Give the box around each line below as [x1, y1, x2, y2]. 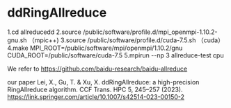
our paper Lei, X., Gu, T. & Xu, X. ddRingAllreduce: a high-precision [7, 78, 200, 86]
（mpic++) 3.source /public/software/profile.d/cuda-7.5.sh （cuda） [28, 36, 225, 44]
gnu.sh [7, 36, 27, 44]
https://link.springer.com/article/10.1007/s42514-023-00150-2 [7, 92, 185, 101]
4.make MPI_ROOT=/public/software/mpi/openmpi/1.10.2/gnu [7, 44, 183, 52]
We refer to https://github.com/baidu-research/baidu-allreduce [7, 64, 188, 73]
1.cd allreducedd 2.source [7, 28, 82, 36]
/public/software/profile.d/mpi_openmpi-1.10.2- [82, 28, 218, 36]
